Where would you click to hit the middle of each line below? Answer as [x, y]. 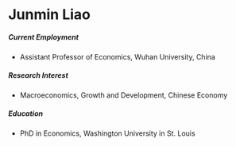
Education [26, 113]
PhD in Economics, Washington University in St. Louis [108, 133]
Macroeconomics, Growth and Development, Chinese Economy [124, 95]
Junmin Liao [50, 15]
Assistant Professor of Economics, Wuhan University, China [118, 57]
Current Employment [44, 36]
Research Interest [39, 75]
